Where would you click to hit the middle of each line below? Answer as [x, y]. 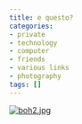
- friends [28, 59]
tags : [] [25, 84]
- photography [36, 76]
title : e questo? [41, 18]
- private [28, 34]
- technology [33, 43]
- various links [39, 68]
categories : [31, 26]
